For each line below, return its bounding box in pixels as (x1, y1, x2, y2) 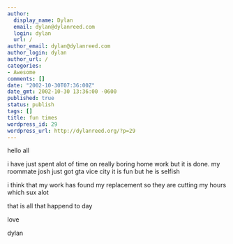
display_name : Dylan (13, 17, 73, 24)
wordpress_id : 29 (7, 120, 58, 128)
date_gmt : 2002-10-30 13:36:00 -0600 (7, 88, 117, 95)
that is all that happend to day (7, 202, 93, 210)
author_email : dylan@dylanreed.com (7, 43, 111, 50)
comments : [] (7, 75, 45, 82)
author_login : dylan (7, 50, 68, 57)
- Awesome (7, 69, 36, 76)
